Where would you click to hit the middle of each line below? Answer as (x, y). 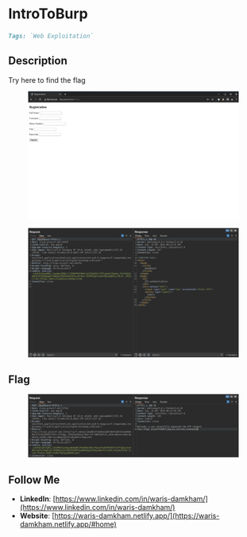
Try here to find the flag (47, 80)
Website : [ (37, 516)
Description (38, 61)
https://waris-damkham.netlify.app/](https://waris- (137, 516)
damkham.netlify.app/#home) (68, 524)
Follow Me (34, 479)
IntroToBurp (48, 14)
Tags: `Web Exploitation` (51, 36)
